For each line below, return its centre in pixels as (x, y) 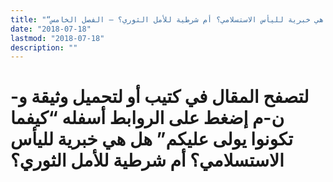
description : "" (44, 47)
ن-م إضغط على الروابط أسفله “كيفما (147, 118)
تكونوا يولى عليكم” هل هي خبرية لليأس (152, 139)
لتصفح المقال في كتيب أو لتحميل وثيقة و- (160, 97)
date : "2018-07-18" (51, 29)
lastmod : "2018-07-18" (57, 38)
